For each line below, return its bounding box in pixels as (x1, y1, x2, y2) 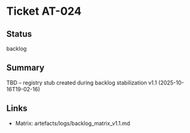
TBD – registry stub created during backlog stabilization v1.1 (6, 78, 158, 86)
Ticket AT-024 (6, 4, 82, 18)
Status (6, 29, 32, 39)
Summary (6, 63, 45, 73)
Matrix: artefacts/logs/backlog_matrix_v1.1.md (15, 120, 131, 127)
